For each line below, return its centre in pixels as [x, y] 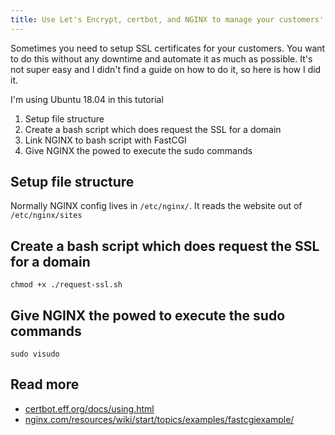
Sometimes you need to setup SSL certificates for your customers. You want [168, 48]
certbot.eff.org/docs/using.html [89, 408]
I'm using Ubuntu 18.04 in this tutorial [87, 99]
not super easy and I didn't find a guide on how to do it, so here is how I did [166, 69]
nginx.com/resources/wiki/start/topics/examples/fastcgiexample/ [159, 419]
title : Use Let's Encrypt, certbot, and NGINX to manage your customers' [167, 19]
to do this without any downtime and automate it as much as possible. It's [161, 58]
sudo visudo [35, 354]
